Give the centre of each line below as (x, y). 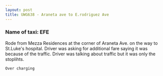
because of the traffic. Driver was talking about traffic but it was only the (80, 54)
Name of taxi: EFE (27, 32)
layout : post (19, 10)
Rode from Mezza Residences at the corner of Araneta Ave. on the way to (81, 43)
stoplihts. (15, 59)
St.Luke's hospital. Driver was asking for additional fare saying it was (76, 48)
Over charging (20, 68)
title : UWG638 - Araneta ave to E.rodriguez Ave (57, 15)
